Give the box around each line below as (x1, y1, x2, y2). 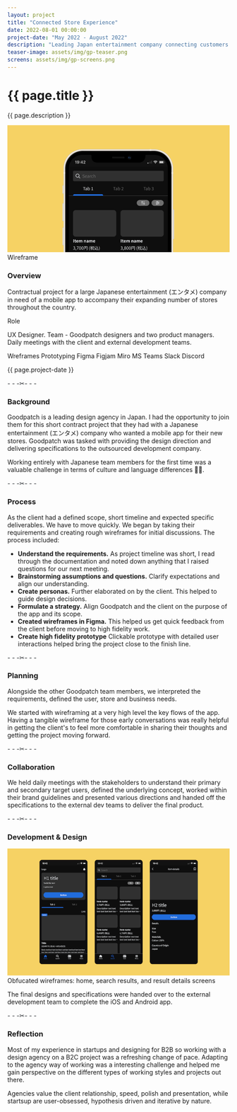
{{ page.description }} (7, 110, 71, 120)
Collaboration (7, 762, 55, 772)
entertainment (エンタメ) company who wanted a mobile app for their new (7, 429, 224, 437)
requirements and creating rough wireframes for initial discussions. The (7, 528, 215, 537)
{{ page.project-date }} (7, 365, 74, 374)
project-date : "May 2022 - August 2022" (7, 34, 128, 41)
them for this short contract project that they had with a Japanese (7, 420, 199, 429)
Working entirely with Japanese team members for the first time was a (7, 458, 212, 466)
